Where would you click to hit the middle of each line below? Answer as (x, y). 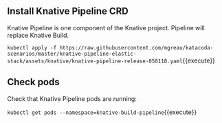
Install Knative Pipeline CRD (68, 11)
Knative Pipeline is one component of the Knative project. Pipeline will (106, 27)
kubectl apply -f (32, 47)
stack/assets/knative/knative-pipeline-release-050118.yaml (95, 61)
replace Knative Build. (38, 35)
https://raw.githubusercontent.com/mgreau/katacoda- (136, 47)
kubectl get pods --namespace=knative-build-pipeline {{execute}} (102, 112)
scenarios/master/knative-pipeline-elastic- (72, 54)
